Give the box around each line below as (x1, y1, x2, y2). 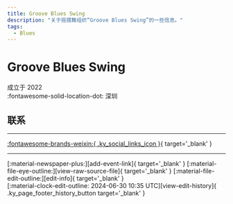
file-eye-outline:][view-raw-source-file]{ (7, 167, 123, 175)
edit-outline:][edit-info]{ (7, 174, 76, 182)
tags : (7, 23, 23, 30)
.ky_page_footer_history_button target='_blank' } (7, 189, 146, 197)
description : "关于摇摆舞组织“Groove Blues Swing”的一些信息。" (7, 17, 184, 24)
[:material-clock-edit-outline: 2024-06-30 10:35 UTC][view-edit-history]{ (7, 182, 217, 189)
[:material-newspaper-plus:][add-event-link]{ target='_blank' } (7, 160, 186, 167)
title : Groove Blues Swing (7, 10, 85, 17)
